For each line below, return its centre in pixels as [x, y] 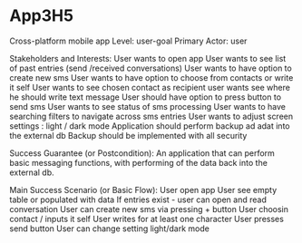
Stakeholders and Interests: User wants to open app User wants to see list [148, 58]
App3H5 [42, 16]
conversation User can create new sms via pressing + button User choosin [149, 209]
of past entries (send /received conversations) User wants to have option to [151, 68]
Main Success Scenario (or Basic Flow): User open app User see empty [143, 190]
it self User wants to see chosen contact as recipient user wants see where [150, 87]
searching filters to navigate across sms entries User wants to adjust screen [151, 116]
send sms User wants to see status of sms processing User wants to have [147, 106]
